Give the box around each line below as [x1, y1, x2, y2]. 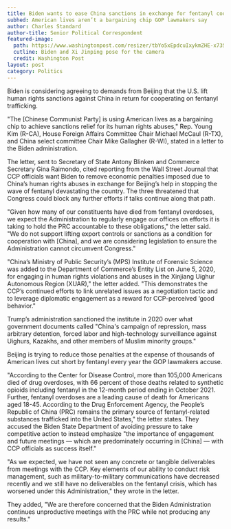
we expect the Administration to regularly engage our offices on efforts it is [7, 214, 220, 223]
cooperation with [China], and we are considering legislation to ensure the [7, 237, 217, 245]
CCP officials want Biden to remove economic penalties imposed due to [7, 172, 210, 180]
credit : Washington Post [13, 55, 85, 62]
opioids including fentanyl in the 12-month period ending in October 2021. [7, 386, 216, 394]
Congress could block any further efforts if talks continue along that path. [7, 194, 215, 202]
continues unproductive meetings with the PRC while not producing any [7, 508, 210, 516]
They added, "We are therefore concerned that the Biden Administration [7, 500, 212, 508]
